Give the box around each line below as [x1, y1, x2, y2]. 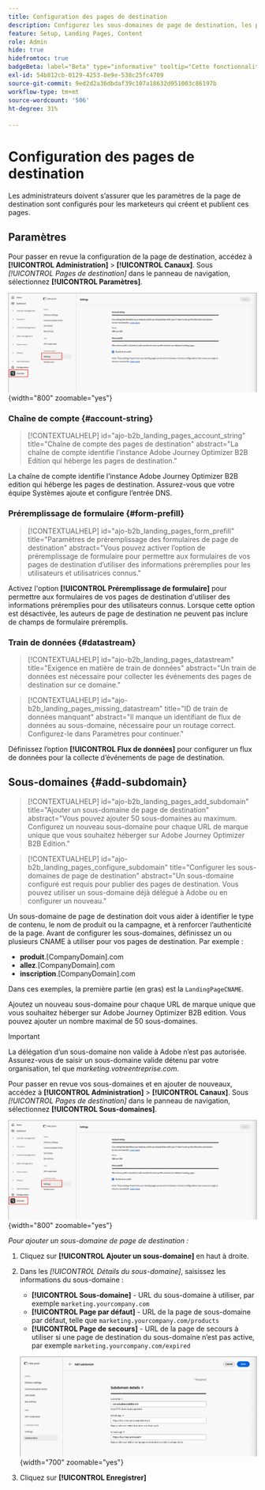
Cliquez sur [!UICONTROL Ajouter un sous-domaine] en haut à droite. [19, 1251, 250, 1261]
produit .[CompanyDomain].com [19, 952, 124, 961]
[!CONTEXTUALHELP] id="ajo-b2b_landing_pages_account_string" [27, 431, 246, 441]
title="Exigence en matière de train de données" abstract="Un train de [27, 663, 256, 673]
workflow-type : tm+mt [8, 88, 80, 96]
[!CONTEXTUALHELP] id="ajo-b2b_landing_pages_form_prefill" [27, 526, 235, 536]
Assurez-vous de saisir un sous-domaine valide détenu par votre [8, 1055, 219, 1064]
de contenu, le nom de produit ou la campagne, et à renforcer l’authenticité [8, 919, 252, 929]
